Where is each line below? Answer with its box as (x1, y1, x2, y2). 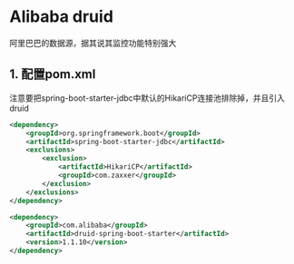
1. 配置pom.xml (9, 66, 96, 83)
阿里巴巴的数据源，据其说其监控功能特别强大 (9, 37, 177, 48)
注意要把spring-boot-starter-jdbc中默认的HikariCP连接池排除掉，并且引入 (9, 93, 286, 103)
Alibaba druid (9, 6, 113, 27)
